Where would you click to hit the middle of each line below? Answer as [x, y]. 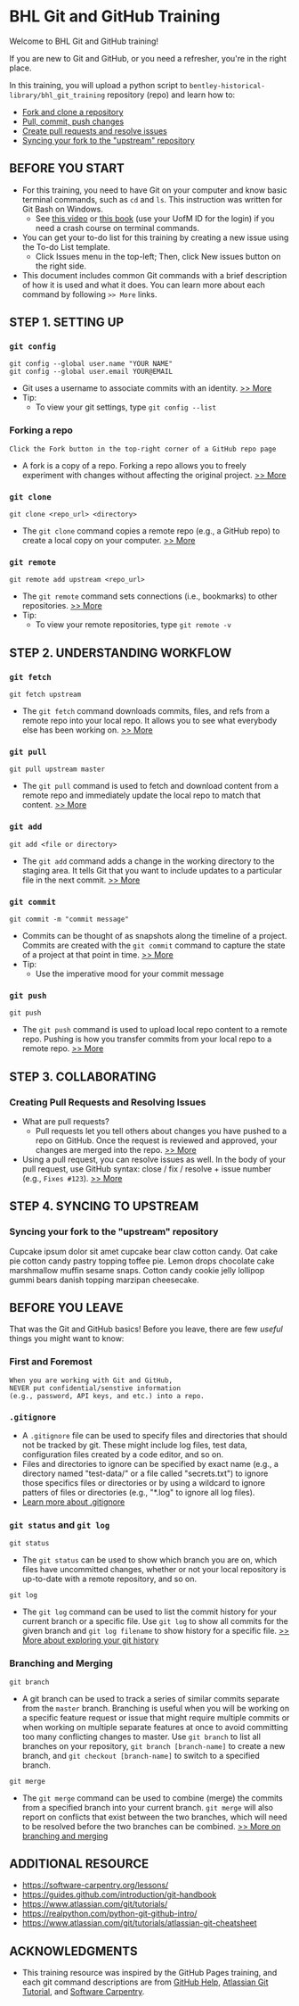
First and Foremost [51, 1362]
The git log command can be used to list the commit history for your [149, 1612]
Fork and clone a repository [73, 112]
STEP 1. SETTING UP [67, 323]
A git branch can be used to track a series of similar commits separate [151, 1698]
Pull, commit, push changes [73, 121]
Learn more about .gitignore [73, 1502]
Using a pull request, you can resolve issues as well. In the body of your [154, 1159]
